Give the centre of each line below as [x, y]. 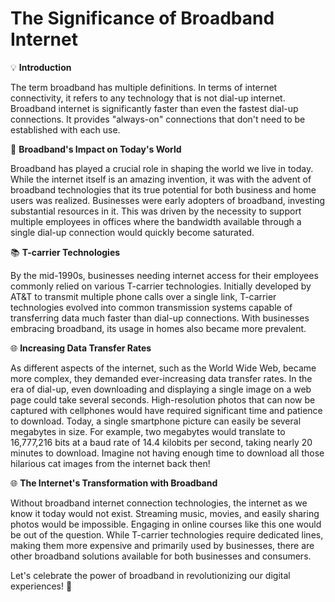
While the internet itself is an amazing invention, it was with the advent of [161, 179]
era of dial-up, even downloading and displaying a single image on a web [161, 389]
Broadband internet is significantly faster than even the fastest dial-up [154, 108]
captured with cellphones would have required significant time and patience [166, 410]
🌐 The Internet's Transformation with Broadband [114, 483]
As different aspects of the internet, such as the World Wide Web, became [163, 368]
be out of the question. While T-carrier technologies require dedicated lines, [167, 534]
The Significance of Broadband [142, 18]
